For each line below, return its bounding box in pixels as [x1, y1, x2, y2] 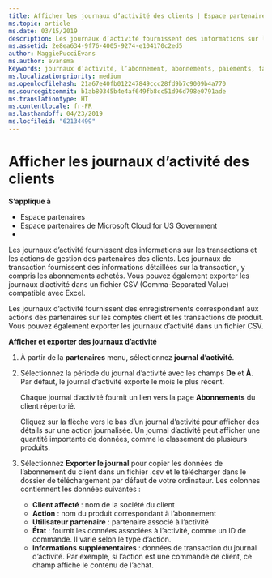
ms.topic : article [8, 19, 70, 28]
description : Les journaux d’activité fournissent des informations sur [8, 34, 259, 43]
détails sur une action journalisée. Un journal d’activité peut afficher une [19, 425, 261, 435]
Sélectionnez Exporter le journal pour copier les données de [19, 458, 223, 468]
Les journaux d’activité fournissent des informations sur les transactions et [8, 245, 257, 255]
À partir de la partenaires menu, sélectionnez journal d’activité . [19, 352, 235, 362]
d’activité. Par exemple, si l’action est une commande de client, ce [32, 551, 253, 561]
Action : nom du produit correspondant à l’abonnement [32, 508, 217, 518]
